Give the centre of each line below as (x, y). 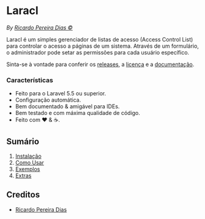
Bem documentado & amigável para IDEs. (67, 106)
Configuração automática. (48, 100)
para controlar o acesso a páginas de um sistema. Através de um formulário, (102, 46)
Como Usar (29, 163)
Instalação (28, 156)
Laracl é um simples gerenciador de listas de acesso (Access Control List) (100, 39)
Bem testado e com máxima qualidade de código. (78, 113)
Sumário (23, 141)
